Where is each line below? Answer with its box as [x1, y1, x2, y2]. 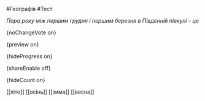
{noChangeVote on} [6, 29, 56, 36]
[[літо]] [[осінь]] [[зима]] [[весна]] [6, 88, 95, 95]
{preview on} [6, 41, 39, 48]
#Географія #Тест [6, 6, 53, 12]
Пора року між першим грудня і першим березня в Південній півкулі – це [6, 17, 199, 24]
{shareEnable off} [6, 64, 51, 72]
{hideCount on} [6, 77, 45, 83]
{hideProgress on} [6, 53, 53, 60]
